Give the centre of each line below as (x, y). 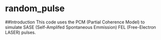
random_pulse (35, 9)
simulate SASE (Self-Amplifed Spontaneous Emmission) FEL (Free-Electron (81, 27)
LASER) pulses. (21, 32)
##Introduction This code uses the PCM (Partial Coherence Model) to (75, 22)
